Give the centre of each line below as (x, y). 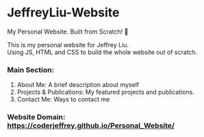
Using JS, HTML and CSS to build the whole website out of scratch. (102, 52)
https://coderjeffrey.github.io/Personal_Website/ (91, 126)
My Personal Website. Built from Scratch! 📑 (68, 32)
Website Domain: (36, 117)
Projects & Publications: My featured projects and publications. (106, 92)
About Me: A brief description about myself (78, 85)
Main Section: (31, 70)
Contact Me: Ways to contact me (63, 99)
